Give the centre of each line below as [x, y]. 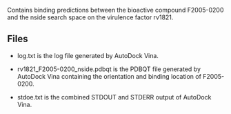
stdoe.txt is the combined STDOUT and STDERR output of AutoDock [114, 97]
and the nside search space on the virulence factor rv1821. [90, 17]
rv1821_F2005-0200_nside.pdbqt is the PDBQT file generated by [109, 69]
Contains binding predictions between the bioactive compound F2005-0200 [115, 10]
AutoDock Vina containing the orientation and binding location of [109, 76]
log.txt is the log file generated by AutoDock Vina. [88, 55]
